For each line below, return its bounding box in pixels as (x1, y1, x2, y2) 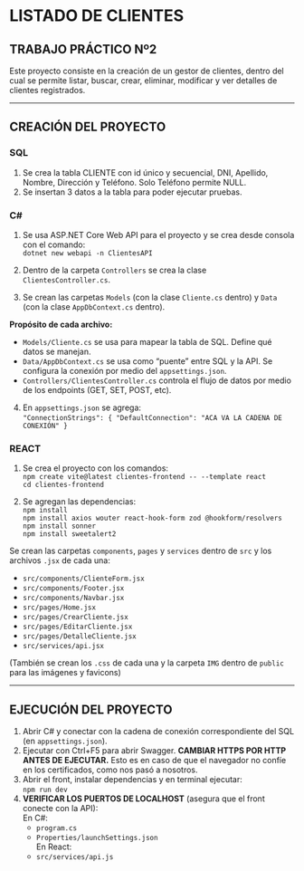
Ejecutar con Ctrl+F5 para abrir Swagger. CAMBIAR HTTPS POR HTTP (22, 745, 287, 756)
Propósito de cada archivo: (9, 319, 113, 330)
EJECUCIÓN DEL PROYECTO (9, 702, 173, 717)
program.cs (35, 824, 78, 833)
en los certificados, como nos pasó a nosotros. (22, 764, 198, 775)
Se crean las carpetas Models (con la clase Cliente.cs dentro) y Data (22, 292, 278, 302)
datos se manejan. (22, 346, 91, 357)
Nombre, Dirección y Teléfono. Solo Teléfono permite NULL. (22, 177, 247, 187)
